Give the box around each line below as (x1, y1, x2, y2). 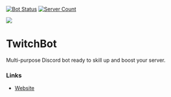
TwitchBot (6, 37, 57, 51)
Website (14, 85, 35, 92)
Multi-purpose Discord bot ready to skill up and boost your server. (6, 56, 166, 63)
